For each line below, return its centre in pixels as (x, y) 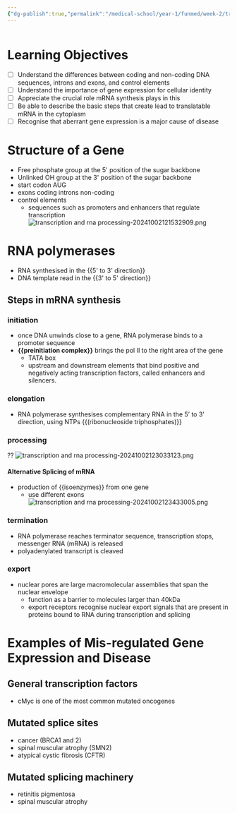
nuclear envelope (43, 592)
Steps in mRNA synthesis (64, 300)
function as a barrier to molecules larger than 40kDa (104, 599)
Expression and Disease (79, 658)
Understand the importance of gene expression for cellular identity (114, 90)
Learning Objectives (68, 55)
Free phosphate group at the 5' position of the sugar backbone (109, 169)
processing (27, 440)
